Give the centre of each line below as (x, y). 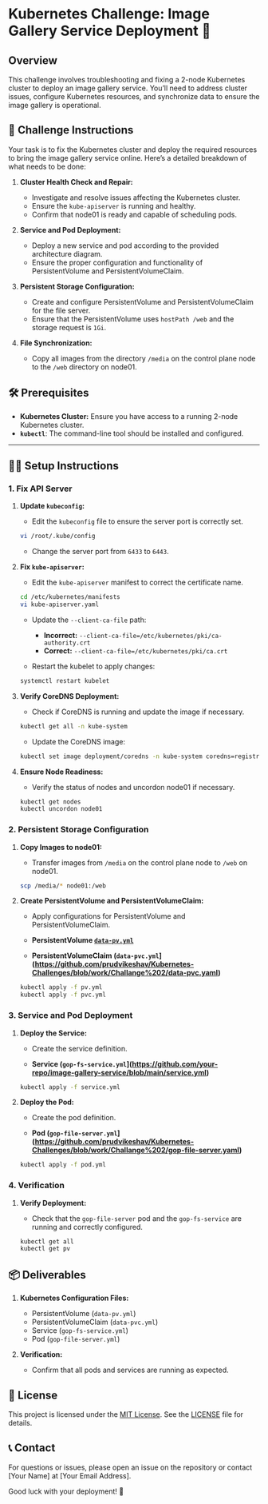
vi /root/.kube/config (57, 537)
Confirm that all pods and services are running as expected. (130, 1370)
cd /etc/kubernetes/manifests (70, 597)
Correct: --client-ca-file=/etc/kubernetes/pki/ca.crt (136, 650)
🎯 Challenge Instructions (71, 130)
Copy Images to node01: (61, 847)
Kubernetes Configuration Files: (74, 1298)
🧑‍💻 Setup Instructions (64, 466)
